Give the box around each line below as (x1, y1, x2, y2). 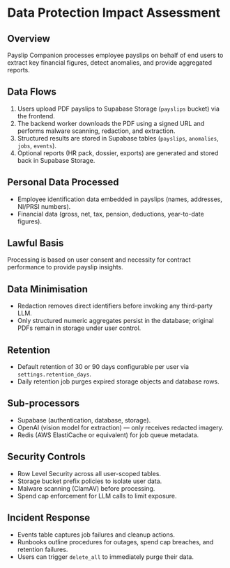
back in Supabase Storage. (17, 156, 95, 164)
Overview (7, 33, 51, 45)
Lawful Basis (7, 237, 64, 249)
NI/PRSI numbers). (17, 202, 71, 210)
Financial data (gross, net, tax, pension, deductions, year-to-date (17, 210, 204, 218)
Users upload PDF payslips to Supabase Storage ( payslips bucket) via (17, 104, 220, 113)
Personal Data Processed (7, 176, 120, 189)
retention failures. (17, 545, 68, 553)
